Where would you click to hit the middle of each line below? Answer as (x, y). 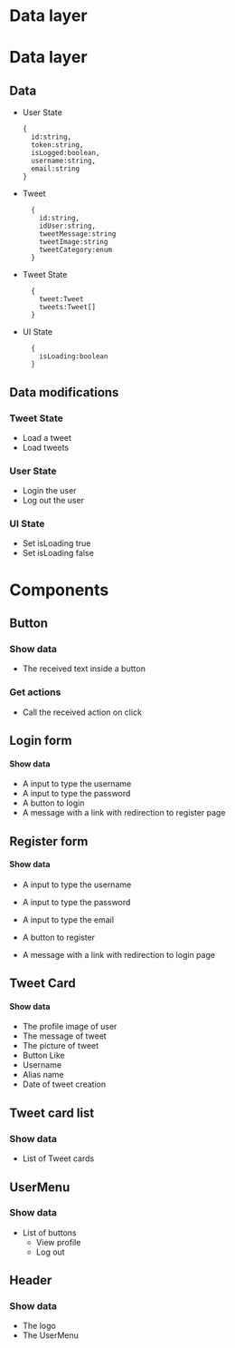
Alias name (43, 1075)
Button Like (43, 1055)
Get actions (35, 692)
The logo (39, 1326)
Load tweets (46, 447)
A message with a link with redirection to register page (124, 813)
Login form (41, 741)
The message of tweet (64, 1036)
